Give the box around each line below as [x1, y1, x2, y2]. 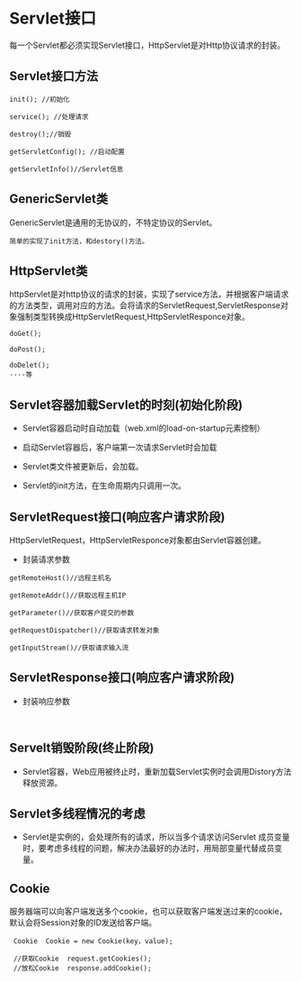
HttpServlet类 [9, 263, 88, 278]
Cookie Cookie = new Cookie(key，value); [13, 937, 173, 946]
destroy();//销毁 [9, 130, 72, 139]
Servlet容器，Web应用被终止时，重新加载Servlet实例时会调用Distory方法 [22, 766, 292, 777]
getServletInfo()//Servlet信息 [9, 164, 124, 174]
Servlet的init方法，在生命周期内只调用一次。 [22, 480, 187, 491]
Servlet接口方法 [9, 68, 99, 84]
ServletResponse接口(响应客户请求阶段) [9, 670, 235, 686]
